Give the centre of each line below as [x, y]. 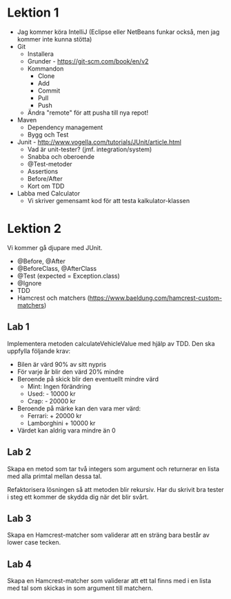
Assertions [43, 171]
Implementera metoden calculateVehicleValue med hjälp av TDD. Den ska [111, 343]
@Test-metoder [50, 164]
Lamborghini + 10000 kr [61, 423]
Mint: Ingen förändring [59, 386]
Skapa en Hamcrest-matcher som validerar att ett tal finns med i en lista [109, 581]
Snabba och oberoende [61, 156]
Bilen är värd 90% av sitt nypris [62, 364]
